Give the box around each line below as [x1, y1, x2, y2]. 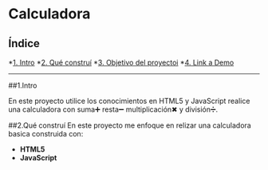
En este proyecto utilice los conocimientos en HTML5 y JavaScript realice [8, 97, 250, 105]
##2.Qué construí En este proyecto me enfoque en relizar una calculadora [8, 121, 251, 130]
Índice [8, 37, 40, 50]
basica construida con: [8, 129, 84, 138]
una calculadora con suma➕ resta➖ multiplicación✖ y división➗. [8, 105, 219, 114]
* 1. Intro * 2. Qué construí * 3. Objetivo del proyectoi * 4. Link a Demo [8, 57, 235, 67]
